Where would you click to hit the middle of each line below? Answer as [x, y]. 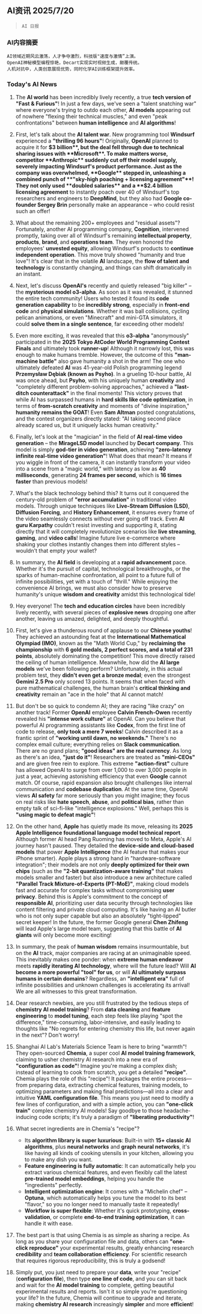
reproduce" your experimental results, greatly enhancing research [112, 1248]
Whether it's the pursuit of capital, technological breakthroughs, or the [103, 569]
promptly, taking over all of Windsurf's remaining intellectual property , [103, 236]
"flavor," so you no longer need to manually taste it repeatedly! [102, 1204]
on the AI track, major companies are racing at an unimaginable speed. [103, 953]
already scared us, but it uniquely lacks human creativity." [87, 425]
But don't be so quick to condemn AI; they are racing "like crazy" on [100, 706]
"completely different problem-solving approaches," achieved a [94, 387]
